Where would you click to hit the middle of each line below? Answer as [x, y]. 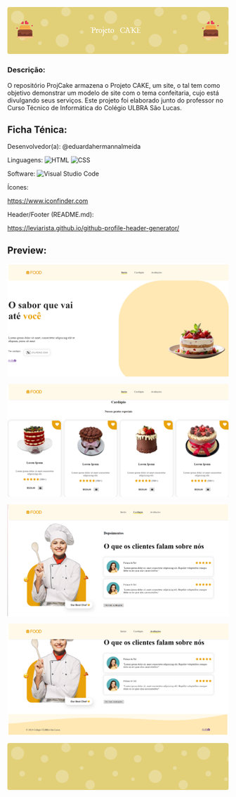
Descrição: [26, 70]
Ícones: [18, 187]
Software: [21, 174]
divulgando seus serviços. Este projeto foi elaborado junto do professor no [115, 100]
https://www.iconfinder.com [48, 201]
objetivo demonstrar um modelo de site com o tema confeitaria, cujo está [113, 93]
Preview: [27, 250]
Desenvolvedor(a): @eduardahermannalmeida [74, 147]
